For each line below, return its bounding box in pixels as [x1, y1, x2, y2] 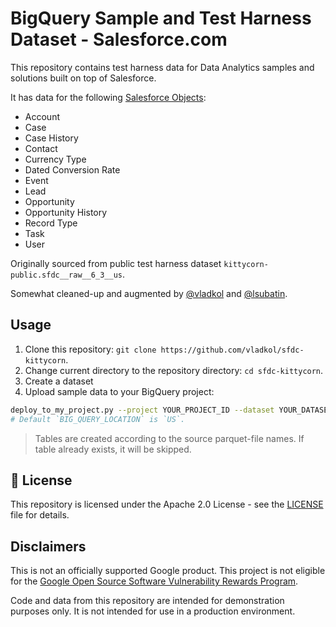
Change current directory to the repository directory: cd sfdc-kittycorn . [24, 364, 324, 376]
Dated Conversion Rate [24, 163, 121, 176]
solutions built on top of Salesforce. [10, 72, 157, 84]
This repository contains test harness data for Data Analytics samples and [10, 61, 315, 73]
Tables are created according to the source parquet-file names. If [34, 432, 305, 444]
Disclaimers [10, 538, 87, 555]
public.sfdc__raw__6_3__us [10, 270, 123, 280]
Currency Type [24, 153, 87, 165]
